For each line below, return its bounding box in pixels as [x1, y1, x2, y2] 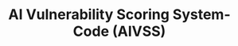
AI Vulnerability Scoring [8, 6, 170, 24]
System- [172, 6, 231, 24]
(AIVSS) [111, 22, 166, 40]
